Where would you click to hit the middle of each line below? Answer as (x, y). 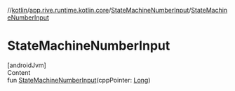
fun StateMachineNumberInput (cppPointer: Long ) (79, 80)
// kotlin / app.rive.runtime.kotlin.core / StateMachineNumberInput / (99, 10)
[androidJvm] (27, 65)
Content (19, 72)
